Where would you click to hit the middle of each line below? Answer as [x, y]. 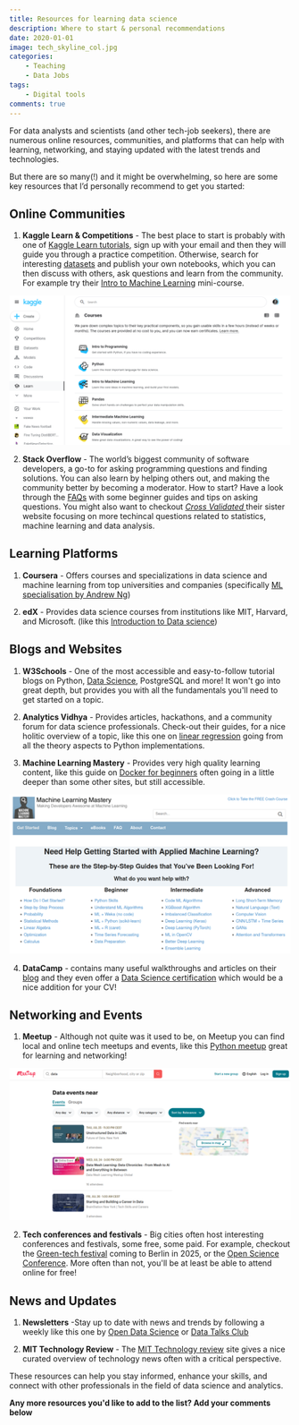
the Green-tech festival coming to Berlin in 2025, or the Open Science [150, 1254]
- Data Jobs [47, 76]
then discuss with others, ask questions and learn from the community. [153, 274]
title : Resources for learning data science [93, 19]
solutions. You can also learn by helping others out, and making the [146, 478]
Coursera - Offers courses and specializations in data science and [145, 575]
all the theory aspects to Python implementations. [113, 745]
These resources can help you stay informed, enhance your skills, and [138, 1376]
